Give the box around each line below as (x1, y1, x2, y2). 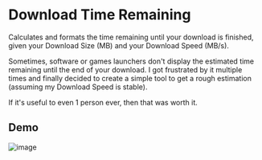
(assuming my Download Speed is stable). (8, 82, 148, 92)
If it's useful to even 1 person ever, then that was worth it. (8, 97, 199, 107)
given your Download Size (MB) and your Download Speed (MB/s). (8, 40, 229, 50)
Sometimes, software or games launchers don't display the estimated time (8, 56, 255, 66)
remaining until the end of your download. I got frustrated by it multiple (8, 64, 243, 74)
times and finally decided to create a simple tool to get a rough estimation (8, 73, 252, 83)
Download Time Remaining (8, 6, 191, 24)
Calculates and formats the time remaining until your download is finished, (8, 32, 255, 42)
